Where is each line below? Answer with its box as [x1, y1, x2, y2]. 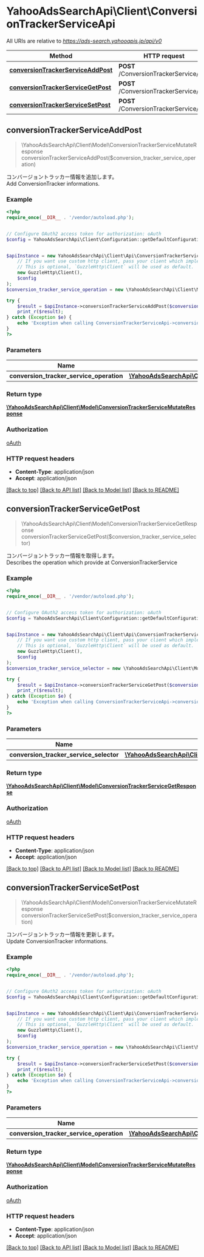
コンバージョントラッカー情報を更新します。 [6, 930, 118, 938]
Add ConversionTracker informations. [6, 180, 100, 187]
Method [49, 52, 73, 60]
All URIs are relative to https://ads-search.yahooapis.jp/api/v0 [6, 37, 162, 44]
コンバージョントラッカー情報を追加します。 [6, 173, 118, 180]
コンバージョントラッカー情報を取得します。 [6, 551, 118, 559]
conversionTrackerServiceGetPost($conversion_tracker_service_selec [21, 533, 197, 540]
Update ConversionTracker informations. [6, 937, 108, 945]
